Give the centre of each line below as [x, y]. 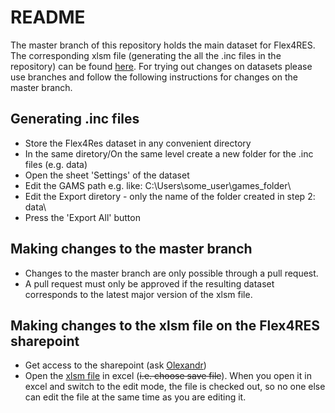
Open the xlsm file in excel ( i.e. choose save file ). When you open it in [168, 376]
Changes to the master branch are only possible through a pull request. [171, 273]
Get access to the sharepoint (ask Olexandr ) [115, 365]
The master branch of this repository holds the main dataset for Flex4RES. [163, 45]
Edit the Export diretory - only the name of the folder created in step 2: [170, 196]
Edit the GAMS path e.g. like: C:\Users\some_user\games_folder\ [158, 185]
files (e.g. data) [56, 164]
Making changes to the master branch [131, 249]
